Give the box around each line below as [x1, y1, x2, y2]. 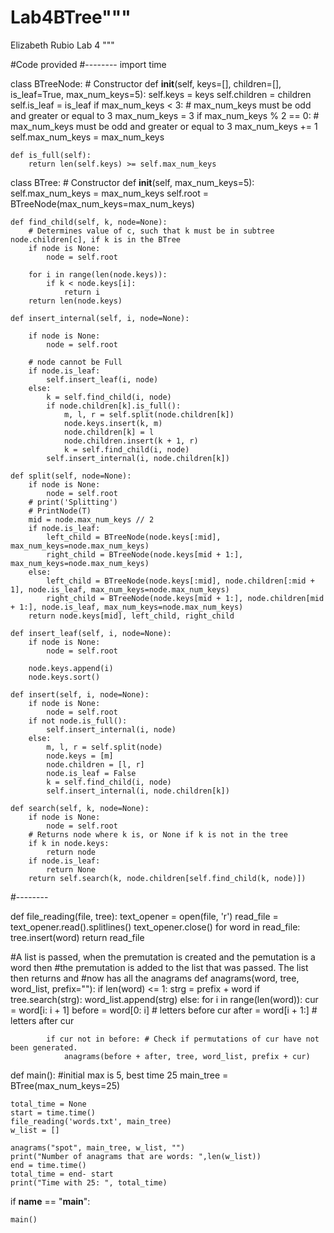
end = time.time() [10, 1160, 87, 1170]
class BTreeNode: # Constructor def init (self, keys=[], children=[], [10, 77, 282, 90]
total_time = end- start [10, 1169, 114, 1179]
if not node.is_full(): [28, 716, 128, 726]
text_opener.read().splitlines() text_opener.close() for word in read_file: [10, 921, 301, 933]
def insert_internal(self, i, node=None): [10, 313, 190, 323]
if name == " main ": [10, 1195, 91, 1207]
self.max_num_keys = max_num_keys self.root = [10, 187, 210, 199]
